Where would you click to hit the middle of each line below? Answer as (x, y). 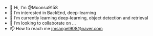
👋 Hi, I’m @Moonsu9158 (34, 8)
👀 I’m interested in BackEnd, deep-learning (53, 13)
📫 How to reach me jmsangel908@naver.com (56, 28)
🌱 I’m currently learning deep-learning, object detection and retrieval (79, 18)
